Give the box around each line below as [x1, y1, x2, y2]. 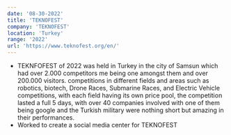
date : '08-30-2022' [7, 10, 64, 17]
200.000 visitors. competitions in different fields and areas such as [17, 77, 209, 84]
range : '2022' [7, 36, 49, 43]
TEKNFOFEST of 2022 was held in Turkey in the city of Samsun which [17, 62, 218, 70]
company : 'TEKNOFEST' [7, 23, 70, 30]
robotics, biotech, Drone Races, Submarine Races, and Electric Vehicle [17, 84, 221, 92]
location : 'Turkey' [7, 29, 64, 37]
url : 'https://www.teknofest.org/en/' [7, 42, 120, 49]
